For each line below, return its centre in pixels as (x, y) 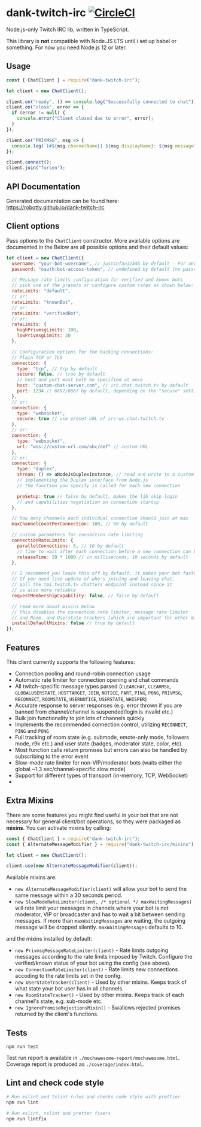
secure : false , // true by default (61, 374)
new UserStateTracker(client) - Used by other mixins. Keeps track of (101, 982)
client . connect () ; (29, 162)
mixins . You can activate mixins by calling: (59, 827)
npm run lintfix (26, 1119)
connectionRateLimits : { (42, 540)
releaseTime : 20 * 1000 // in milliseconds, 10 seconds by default (103, 557)
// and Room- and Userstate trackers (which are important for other (100, 618)
